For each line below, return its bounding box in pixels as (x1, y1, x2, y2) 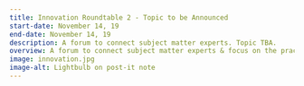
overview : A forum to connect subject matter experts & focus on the (9, 47, 278, 56)
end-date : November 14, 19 (9, 30, 111, 39)
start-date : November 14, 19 (9, 21, 119, 30)
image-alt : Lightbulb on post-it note (9, 64, 156, 73)
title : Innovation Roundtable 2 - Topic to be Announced (9, 13, 229, 22)
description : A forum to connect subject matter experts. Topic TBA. (9, 38, 278, 47)
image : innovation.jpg (9, 55, 95, 64)
